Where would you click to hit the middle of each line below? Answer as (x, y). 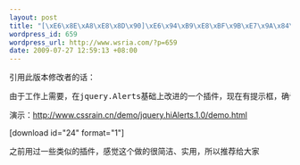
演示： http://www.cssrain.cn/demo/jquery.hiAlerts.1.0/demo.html (129, 115)
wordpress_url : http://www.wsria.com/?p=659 (93, 42)
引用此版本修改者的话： (52, 78)
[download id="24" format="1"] (67, 133)
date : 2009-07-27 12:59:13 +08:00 (74, 51)
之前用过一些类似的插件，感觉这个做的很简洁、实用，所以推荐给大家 (134, 152)
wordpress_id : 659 (43, 34)
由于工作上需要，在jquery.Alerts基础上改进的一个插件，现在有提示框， (146, 96)
